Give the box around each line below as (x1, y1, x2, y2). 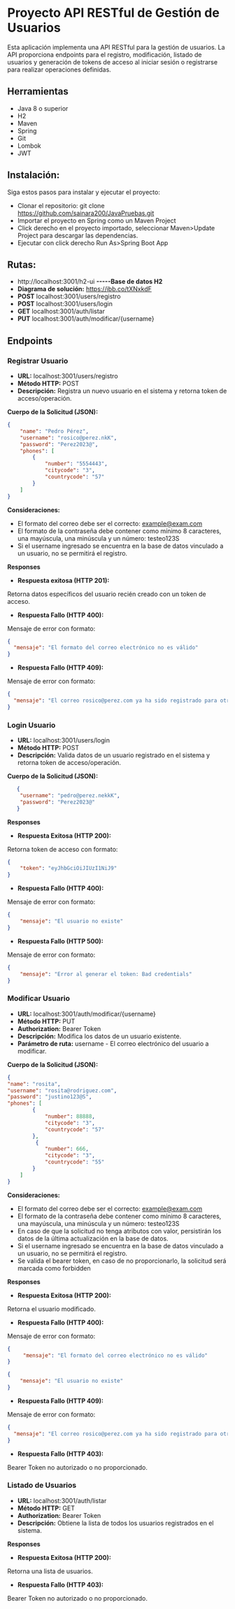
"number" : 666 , (44, 1145, 90, 1153)
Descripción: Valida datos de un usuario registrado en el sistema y (17, 751, 211, 759)
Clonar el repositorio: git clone (17, 201, 105, 209)
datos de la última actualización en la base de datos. (17, 1234, 169, 1243)
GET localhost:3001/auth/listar (17, 307, 105, 316)
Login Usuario (7, 720, 56, 730)
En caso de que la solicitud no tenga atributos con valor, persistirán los (17, 1227, 222, 1235)
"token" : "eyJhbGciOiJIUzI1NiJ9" (20, 865, 117, 872)
